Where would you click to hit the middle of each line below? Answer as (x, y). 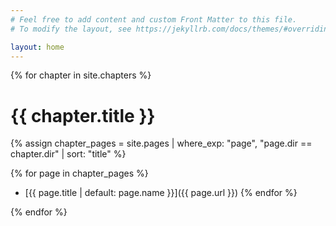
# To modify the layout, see (71, 29)
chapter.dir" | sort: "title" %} (68, 154)
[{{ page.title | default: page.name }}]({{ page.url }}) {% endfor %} (161, 193)
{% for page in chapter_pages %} (79, 173)
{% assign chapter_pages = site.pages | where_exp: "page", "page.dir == (161, 143)
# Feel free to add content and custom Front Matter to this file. (154, 19)
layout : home (37, 47)
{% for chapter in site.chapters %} (81, 75)
